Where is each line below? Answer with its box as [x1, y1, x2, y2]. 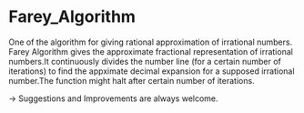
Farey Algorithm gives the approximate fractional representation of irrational [8, 46, 293, 56]
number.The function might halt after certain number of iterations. [8, 75, 256, 86]
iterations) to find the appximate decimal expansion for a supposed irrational [8, 66, 295, 77]
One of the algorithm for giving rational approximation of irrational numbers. [8, 36, 293, 47]
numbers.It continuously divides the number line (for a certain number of [8, 56, 281, 67]
